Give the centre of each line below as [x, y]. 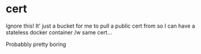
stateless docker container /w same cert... [59, 32]
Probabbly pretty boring [36, 44]
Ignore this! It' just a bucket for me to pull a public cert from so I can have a [100, 26]
